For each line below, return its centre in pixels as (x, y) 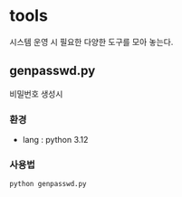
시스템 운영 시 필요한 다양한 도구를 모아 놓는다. (91, 42)
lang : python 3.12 (55, 140)
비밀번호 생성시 (36, 94)
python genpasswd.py (48, 184)
